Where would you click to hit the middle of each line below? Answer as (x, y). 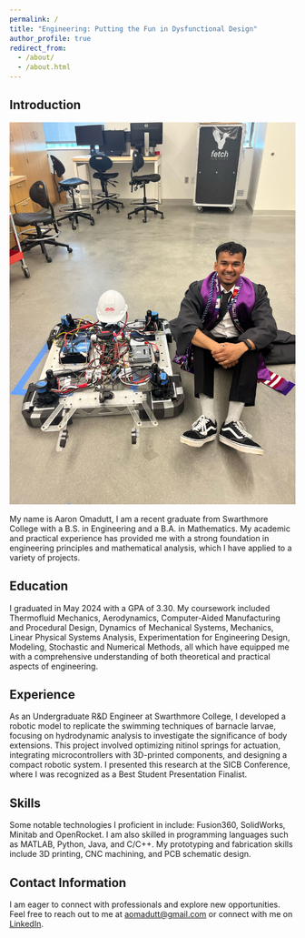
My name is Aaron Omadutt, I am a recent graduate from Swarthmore (139, 519)
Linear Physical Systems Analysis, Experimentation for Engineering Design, (150, 637)
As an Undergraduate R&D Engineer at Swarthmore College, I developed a (148, 716)
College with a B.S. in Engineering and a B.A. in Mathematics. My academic (150, 529)
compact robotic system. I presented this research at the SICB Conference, (150, 765)
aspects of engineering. (54, 666)
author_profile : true (50, 38)
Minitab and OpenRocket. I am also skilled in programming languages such (149, 835)
